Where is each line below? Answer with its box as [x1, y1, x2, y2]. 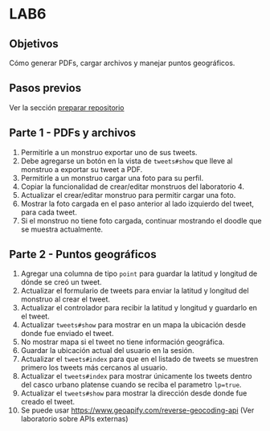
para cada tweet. [20, 207, 77, 217]
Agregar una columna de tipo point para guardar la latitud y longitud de [20, 269, 258, 278]
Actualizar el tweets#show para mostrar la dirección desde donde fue [20, 388, 247, 398]
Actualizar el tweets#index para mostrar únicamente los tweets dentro [20, 371, 252, 381]
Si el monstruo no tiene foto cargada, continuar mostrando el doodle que [20, 215, 262, 225]
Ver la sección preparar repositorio [9, 102, 125, 113]
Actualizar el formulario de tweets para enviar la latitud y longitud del [20, 286, 249, 296]
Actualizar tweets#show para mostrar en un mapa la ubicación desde [20, 320, 246, 330]
